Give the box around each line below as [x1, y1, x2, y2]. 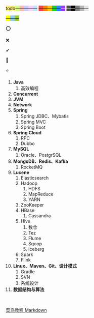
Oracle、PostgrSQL [20, 152, 62, 158]
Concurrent [13, 91, 38, 97]
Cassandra [28, 213, 51, 219]
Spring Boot [20, 124, 46, 130]
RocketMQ [20, 164, 43, 170]
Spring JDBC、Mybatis [20, 113, 69, 119]
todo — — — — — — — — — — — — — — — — [6, 6, 89, 11]
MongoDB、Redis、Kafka [13, 158, 68, 164]
